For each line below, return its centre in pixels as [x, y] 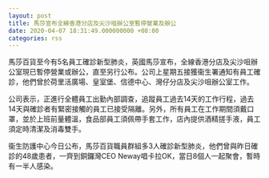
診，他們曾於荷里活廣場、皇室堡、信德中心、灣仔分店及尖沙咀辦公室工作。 [131, 82]
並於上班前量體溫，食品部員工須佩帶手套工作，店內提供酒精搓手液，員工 [141, 119]
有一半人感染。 [33, 166]
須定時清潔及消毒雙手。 [47, 129]
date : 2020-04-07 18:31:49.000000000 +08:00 [84, 30]
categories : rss [35, 38]
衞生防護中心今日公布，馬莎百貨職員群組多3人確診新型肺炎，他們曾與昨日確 [133, 146]
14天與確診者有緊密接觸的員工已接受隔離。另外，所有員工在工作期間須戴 [128, 109]
